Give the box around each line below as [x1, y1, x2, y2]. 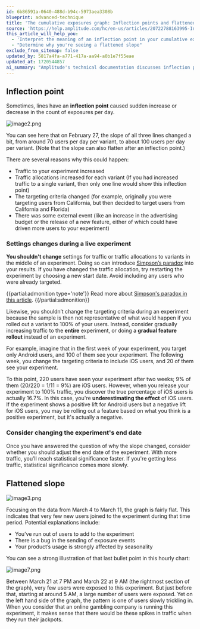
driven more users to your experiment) [14, 225, 110, 232]
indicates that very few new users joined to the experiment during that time [6, 512, 190, 520]
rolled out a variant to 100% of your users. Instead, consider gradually [6, 321, 177, 328]
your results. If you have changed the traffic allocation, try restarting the [6, 266, 183, 273]
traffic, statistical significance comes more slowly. [6, 461, 129, 468]
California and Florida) [14, 205, 70, 213]
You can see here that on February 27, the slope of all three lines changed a [6, 132, 192, 139]
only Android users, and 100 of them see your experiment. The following [6, 351, 183, 358]
